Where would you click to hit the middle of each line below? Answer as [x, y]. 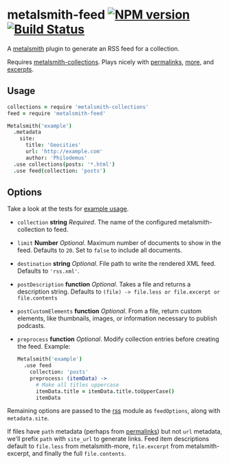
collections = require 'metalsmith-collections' [78, 107]
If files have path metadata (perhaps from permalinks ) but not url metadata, [115, 432]
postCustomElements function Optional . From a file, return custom [109, 311]
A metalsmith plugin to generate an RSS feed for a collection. [94, 48]
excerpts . [21, 69]
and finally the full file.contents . [79, 454]
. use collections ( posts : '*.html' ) [64, 164]
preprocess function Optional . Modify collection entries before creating [118, 339]
